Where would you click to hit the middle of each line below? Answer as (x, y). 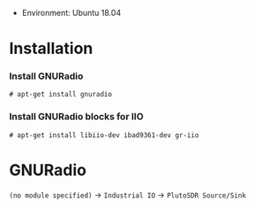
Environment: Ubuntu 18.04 (71, 13)
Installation (51, 49)
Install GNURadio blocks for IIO (76, 117)
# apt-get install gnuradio (61, 95)
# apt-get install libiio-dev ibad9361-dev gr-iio (104, 135)
